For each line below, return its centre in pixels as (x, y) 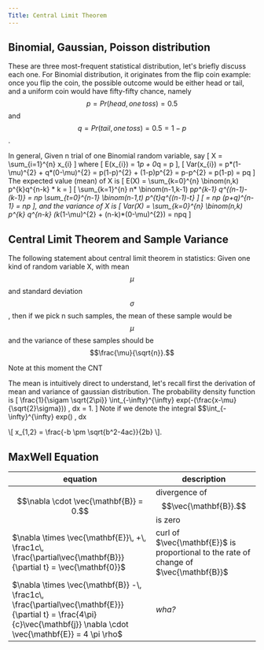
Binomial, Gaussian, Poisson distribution (109, 48)
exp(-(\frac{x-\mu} (206, 400)
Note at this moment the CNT (56, 368)
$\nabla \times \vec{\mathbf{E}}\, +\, (79, 538)
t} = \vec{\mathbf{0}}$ (84, 567)
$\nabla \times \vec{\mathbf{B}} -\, (77, 585)
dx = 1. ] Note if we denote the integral (134, 409)
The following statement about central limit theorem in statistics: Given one (129, 258)
